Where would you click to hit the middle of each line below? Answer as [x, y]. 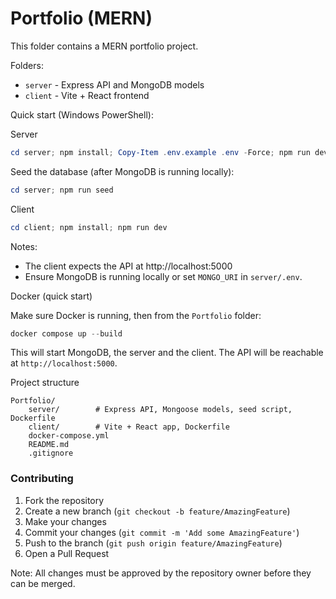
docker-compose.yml [69, 436]
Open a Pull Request [67, 553]
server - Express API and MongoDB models [114, 84]
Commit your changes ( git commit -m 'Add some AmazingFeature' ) [162, 532]
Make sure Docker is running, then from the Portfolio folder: [136, 315]
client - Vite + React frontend [87, 95]
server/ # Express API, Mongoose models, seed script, [160, 410]
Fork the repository [64, 500]
